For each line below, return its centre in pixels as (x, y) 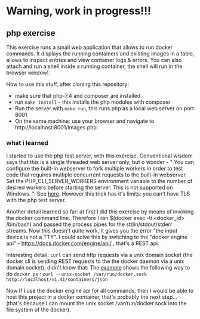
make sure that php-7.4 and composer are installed (78, 96)
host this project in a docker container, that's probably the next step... (92, 297)
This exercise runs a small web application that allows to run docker (90, 47)
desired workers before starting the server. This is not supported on (90, 188)
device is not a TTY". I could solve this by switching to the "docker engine (97, 237)
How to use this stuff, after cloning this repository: (68, 84)
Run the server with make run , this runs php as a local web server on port (104, 108)
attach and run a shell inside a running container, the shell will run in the (94, 66)
